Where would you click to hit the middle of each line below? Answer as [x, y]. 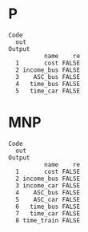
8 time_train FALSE [48, 220]
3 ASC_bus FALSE [48, 77]
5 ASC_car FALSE [48, 199]
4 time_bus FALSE [48, 84]
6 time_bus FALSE [48, 206]
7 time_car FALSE [48, 213]
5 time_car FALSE [48, 91]
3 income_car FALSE [48, 185]
